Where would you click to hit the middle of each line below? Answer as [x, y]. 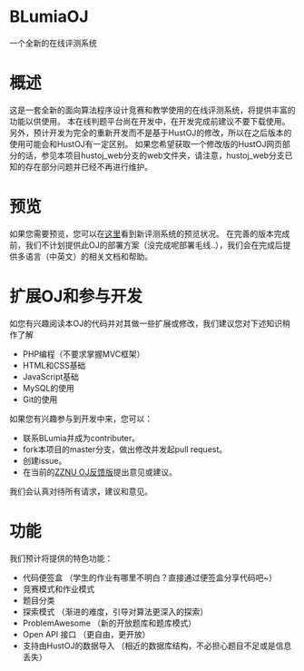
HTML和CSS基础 [54, 365]
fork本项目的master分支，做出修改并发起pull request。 [125, 449]
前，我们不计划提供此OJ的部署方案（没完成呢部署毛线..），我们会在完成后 [146, 245]
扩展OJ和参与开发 [76, 296]
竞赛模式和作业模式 [59, 588]
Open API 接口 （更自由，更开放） [86, 634]
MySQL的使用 [48, 388]
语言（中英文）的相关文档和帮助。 [88, 256]
